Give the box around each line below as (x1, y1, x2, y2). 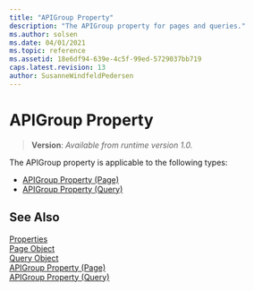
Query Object (9, 252, 59, 263)
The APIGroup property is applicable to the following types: (9, 157, 228, 167)
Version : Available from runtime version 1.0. (30, 140, 193, 150)
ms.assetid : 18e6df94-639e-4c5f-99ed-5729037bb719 (9, 55, 202, 64)
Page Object (9, 243, 55, 253)
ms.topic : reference (9, 47, 87, 56)
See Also (9, 210, 60, 225)
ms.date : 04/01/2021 (9, 38, 87, 47)
